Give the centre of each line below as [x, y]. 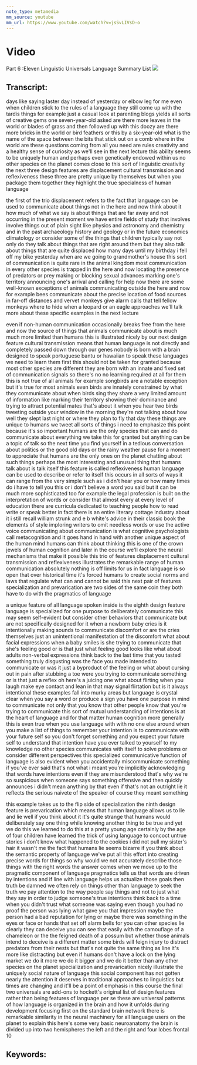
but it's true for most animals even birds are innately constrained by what [94, 387]
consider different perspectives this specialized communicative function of [96, 755]
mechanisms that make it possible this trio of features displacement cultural [98, 556]
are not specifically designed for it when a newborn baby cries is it [86, 624]
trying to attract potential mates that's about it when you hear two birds [92, 406]
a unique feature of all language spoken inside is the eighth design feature [96, 605]
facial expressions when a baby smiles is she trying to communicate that [94, 643]
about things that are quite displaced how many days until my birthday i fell [97, 250]
